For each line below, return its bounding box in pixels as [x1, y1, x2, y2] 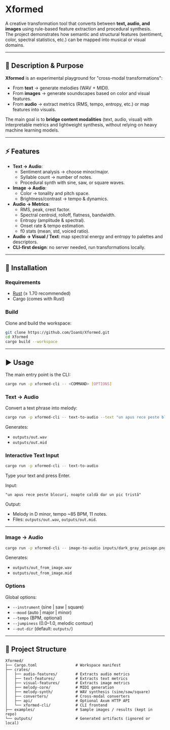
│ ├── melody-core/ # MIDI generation [5, 685, 114, 690]
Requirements [5, 278, 41, 285]
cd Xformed [5, 334, 28, 340]
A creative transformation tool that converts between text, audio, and [5, 20, 150, 26]
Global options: [5, 594, 37, 600]
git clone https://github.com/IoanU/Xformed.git [5, 330, 110, 335]
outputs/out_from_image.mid [12, 570, 72, 576]
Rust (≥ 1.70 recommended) [12, 291, 71, 297]
